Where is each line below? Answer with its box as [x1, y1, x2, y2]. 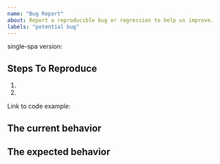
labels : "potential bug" [7, 23, 80, 30]
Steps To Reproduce [7, 62, 98, 74]
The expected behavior [7, 146, 110, 158]
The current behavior [7, 122, 102, 134]
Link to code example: [7, 102, 71, 110]
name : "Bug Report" [7, 10, 64, 17]
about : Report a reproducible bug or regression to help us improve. [7, 17, 214, 24]
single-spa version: [7, 43, 63, 51]
